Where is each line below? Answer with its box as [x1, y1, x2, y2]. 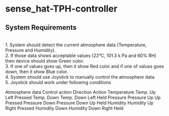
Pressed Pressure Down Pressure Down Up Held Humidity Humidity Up [5, 100, 154, 106]
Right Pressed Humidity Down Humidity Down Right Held [5, 105, 124, 111]
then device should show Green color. [5, 58, 85, 64]
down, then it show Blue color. [5, 69, 68, 75]
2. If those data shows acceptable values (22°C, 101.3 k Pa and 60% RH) [5, 52, 157, 59]
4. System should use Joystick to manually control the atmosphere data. [5, 74, 156, 80]
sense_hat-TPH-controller [5, 3, 118, 15]
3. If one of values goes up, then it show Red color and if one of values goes [5, 64, 164, 69]
